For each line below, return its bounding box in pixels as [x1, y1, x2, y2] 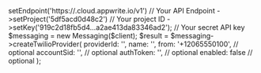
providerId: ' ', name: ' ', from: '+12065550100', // [83, 39, 239, 49]
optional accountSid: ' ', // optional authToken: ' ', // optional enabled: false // [8, 48, 253, 57]
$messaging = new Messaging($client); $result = [8, 31, 169, 40]
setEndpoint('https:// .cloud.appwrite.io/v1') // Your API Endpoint [8, 6, 215, 15]
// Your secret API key [173, 23, 245, 32]
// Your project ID [109, 14, 166, 24]
